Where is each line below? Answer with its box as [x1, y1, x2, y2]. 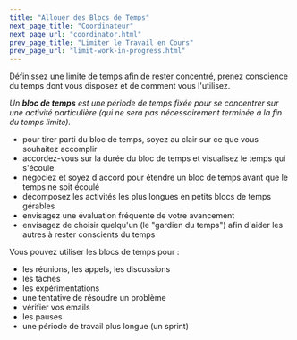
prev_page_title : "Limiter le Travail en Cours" [9, 38, 194, 47]
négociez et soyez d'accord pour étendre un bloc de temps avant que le [21, 172, 289, 183]
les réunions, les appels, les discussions [21, 264, 171, 275]
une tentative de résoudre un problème [21, 293, 167, 303]
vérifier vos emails [21, 302, 91, 313]
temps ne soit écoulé [21, 182, 100, 192]
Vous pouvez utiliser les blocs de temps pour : [9, 247, 180, 258]
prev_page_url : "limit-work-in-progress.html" [9, 47, 186, 55]
